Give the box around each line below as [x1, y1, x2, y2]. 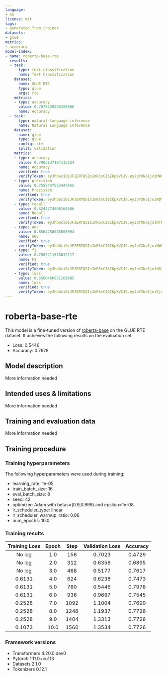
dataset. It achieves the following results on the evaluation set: [5, 332, 133, 338]
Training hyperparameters [5, 460, 70, 467]
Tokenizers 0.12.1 [12, 666, 47, 672]
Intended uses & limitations [5, 389, 91, 398]
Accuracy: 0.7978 [12, 347, 49, 353]
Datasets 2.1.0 [12, 661, 41, 667]
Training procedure [5, 445, 66, 453]
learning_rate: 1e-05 [12, 481, 54, 486]
